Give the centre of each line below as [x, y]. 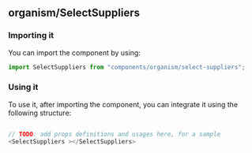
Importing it [31, 35]
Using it [23, 88]
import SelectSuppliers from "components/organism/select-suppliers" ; [127, 67]
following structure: [40, 113]
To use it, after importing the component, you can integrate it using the [123, 104]
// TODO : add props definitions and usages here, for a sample [115, 134]
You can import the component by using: [74, 52]
